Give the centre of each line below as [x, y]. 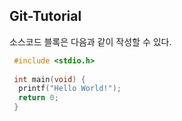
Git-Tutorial [45, 16]
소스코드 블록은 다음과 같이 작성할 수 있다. [90, 41]
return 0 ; [38, 98]
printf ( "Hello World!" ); [70, 89]
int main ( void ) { [49, 79]
